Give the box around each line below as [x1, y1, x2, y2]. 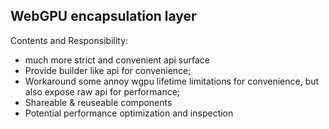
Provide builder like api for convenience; [24, 64, 192, 76]
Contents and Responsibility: [10, 34, 129, 46]
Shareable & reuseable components [24, 96, 173, 108]
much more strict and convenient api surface [24, 54, 211, 66]
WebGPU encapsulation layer [10, 8, 197, 25]
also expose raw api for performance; [24, 85, 181, 98]
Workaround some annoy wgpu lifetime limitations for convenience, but [24, 75, 320, 87]
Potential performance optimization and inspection [24, 107, 234, 119]
